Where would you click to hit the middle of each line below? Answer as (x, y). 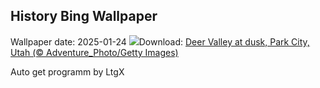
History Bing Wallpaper (84, 16)
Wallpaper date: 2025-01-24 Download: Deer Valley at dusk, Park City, (160, 41)
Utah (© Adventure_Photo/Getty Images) (94, 52)
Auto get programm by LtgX (67, 71)
